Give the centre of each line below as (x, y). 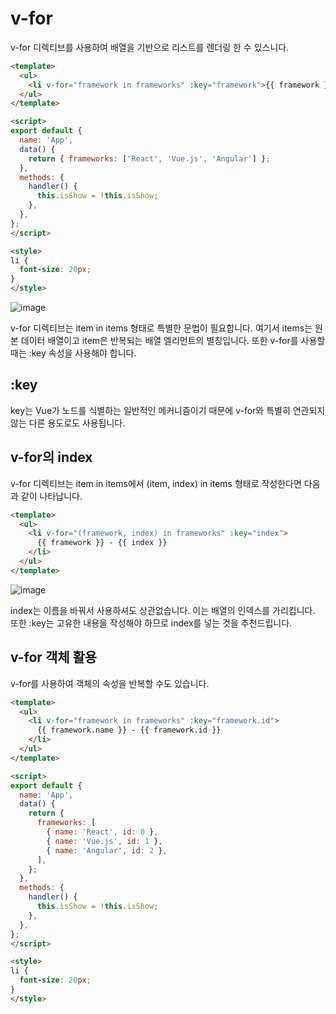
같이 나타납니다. (51, 496)
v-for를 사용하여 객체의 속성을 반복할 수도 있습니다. (110, 683)
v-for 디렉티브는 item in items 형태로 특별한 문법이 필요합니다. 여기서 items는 (161, 328)
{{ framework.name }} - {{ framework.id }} (129, 730)
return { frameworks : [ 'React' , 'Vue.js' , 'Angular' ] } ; (149, 158)
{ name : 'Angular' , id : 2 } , (107, 850)
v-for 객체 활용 (54, 657)
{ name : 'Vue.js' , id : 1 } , (104, 841)
